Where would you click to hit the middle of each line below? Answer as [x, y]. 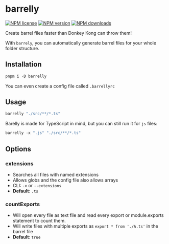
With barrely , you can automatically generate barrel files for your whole [81, 43]
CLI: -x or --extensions [37, 185]
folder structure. [22, 48]
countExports [22, 204]
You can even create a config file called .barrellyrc [60, 86]
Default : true [27, 237]
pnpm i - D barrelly [26, 76]
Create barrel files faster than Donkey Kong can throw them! [68, 33]
